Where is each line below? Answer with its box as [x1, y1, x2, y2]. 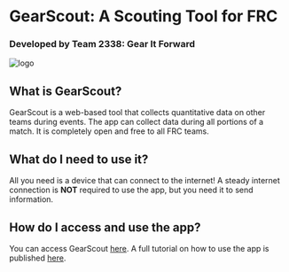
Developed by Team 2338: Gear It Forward [9, 38, 196, 51]
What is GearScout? [9, 83, 122, 98]
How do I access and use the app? [9, 220, 201, 235]
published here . [9, 253, 66, 263]
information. [9, 194, 54, 205]
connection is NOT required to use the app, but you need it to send [9, 184, 254, 196]
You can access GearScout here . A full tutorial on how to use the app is [9, 243, 269, 253]
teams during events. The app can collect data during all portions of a [9, 117, 264, 128]
